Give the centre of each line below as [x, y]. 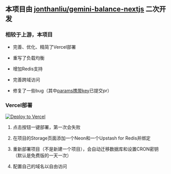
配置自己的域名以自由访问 [40, 166]
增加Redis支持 [28, 69]
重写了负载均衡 [28, 57]
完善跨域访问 [26, 80]
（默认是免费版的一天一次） [42, 155]
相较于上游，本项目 [29, 35]
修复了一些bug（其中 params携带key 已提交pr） [62, 90]
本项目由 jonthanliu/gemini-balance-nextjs [75, 9]
